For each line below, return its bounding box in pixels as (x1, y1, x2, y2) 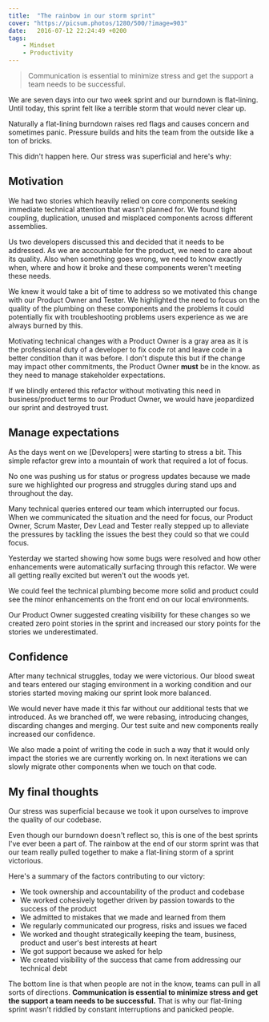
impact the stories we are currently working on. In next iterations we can (8, 754, 247, 763)
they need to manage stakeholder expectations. (8, 370, 166, 380)
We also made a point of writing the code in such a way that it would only (8, 745, 250, 754)
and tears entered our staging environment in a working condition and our (8, 680, 252, 690)
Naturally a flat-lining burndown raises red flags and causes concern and (8, 119, 250, 128)
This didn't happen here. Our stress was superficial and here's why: (8, 151, 232, 161)
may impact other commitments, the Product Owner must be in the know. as (8, 361, 260, 371)
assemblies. (8, 221, 48, 231)
